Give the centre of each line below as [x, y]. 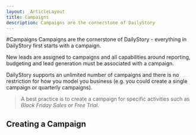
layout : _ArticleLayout [36, 12]
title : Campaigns [28, 17]
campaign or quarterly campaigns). [49, 88]
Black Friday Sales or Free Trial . [60, 105]
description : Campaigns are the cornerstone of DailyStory [81, 22]
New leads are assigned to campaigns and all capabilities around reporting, [98, 57]
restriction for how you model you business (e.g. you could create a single [97, 81]
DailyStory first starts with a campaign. [54, 46]
